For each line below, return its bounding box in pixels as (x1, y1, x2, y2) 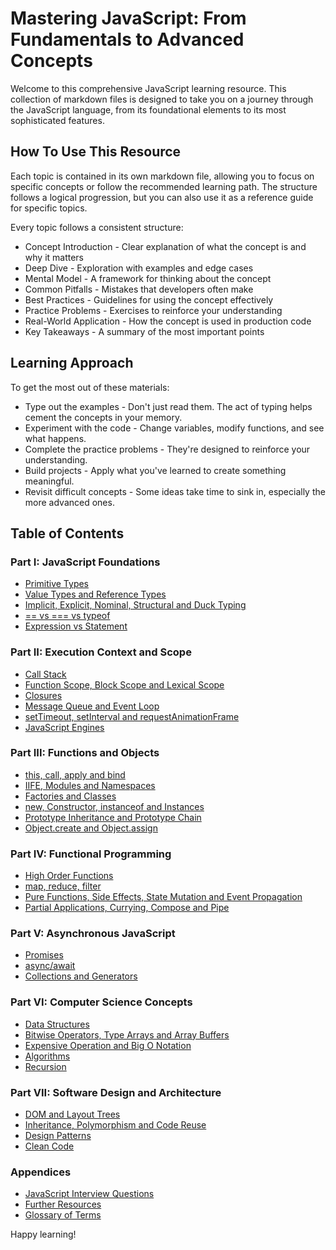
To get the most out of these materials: (10, 381, 170, 393)
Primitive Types (24, 578, 90, 590)
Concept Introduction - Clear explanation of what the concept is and (24, 240, 307, 252)
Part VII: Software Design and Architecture (10, 1085, 222, 1099)
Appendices (10, 1165, 72, 1179)
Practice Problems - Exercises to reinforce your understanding (24, 304, 283, 316)
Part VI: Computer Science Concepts (10, 995, 193, 1009)
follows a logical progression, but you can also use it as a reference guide (10, 191, 314, 203)
